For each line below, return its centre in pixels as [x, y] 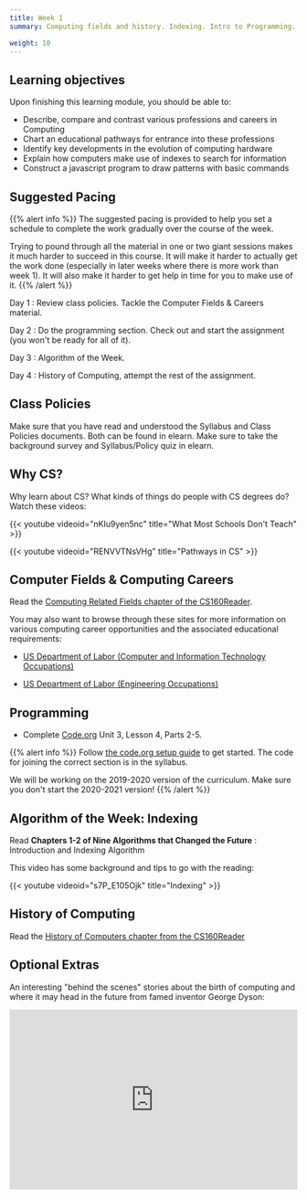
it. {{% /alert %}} [41, 285]
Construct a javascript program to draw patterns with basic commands [156, 168]
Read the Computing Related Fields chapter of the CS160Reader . [131, 602]
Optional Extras [54, 965]
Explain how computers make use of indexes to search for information [154, 159]
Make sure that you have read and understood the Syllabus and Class [140, 426]
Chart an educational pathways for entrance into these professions [148, 139]
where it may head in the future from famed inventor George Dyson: [137, 996]
